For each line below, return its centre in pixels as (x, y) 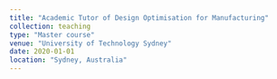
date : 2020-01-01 (42, 52)
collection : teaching (50, 26)
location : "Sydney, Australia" (68, 60)
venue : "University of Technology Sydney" (91, 43)
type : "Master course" (52, 35)
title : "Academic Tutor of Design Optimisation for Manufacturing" (139, 18)
